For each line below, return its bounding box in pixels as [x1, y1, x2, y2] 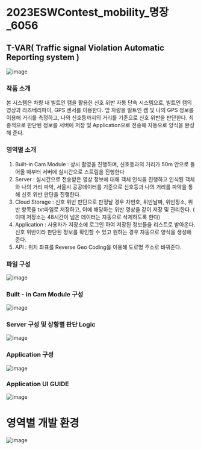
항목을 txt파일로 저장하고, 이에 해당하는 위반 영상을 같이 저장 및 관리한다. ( [21, 205, 195, 213]
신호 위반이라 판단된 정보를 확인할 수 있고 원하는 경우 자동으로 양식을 [14, 228, 176, 236]
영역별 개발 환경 [6, 416, 79, 430]
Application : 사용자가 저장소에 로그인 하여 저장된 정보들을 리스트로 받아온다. [14, 220, 196, 228]
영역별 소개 [6, 146, 37, 154]
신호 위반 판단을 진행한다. [21, 190, 81, 198]
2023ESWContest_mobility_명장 [6, 5, 169, 19]
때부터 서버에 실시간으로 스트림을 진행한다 [26, 168, 125, 175]
